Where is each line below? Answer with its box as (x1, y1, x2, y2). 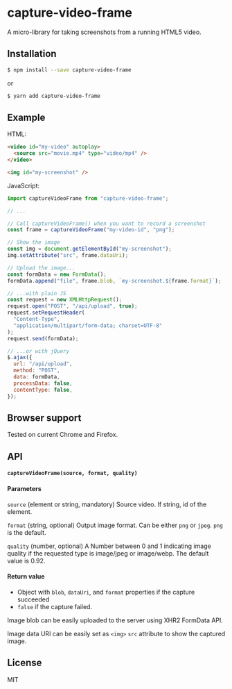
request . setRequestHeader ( (7, 309, 85, 317)
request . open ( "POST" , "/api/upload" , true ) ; (7, 303, 138, 310)
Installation (7, 48, 57, 60)
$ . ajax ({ (7, 354, 33, 361)
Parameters (7, 484, 42, 492)
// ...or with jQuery (7, 347, 70, 355)
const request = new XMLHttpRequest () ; (7, 297, 123, 304)
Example (7, 111, 46, 123)
